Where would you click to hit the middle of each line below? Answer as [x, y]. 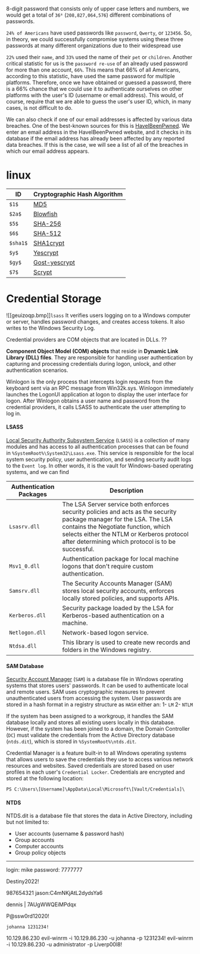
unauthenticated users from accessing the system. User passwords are [94, 698]
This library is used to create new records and [126, 642]
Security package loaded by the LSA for [118, 608]
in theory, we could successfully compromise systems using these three [95, 39]
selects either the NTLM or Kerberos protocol [125, 534]
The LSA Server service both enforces [116, 504]
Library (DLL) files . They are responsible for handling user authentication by [100, 357]
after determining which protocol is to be [119, 541]
